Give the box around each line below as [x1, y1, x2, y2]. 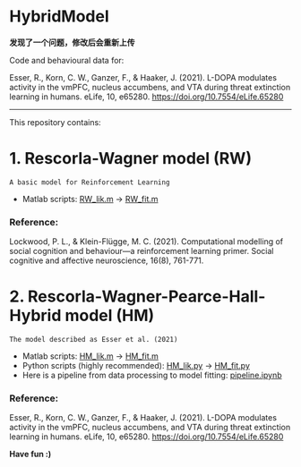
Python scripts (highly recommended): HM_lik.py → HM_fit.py [21, 361, 251, 371]
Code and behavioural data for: [9, 55, 125, 65]
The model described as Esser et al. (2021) [9, 335, 178, 344]
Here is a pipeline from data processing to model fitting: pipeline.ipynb [21, 369, 282, 381]
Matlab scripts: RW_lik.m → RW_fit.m [21, 193, 159, 204]
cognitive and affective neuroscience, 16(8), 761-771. [9, 255, 204, 266]
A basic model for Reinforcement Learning [9, 177, 170, 187]
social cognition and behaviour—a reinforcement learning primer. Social [9, 246, 275, 257]
